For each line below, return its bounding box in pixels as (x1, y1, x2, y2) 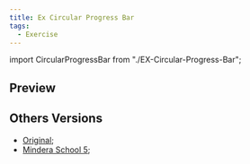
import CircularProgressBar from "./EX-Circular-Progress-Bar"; (9, 55, 242, 65)
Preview (9, 80, 57, 95)
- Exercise (17, 30, 58, 39)
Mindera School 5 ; (22, 144, 91, 155)
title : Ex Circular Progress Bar (9, 13, 135, 22)
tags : (9, 22, 30, 30)
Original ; (22, 134, 55, 145)
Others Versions (9, 111, 103, 126)
